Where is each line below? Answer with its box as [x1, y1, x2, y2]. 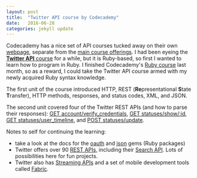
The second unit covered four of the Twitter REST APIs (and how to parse [6, 103, 187, 111]
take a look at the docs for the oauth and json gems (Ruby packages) [14, 140, 186, 147]
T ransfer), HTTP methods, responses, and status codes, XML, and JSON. [6, 92, 187, 99]
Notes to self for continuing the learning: [6, 128, 107, 135]
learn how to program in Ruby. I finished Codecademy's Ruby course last [6, 61, 187, 69]
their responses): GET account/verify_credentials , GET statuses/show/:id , [6, 110, 187, 117]
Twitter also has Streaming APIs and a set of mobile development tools [14, 159, 190, 166]
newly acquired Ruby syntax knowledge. [6, 74, 107, 81]
